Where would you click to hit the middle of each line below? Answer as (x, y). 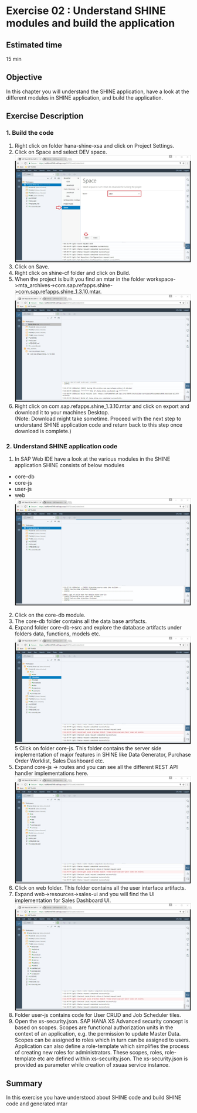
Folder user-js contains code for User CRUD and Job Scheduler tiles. (98, 1015)
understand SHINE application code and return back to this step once (98, 425)
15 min (14, 59)
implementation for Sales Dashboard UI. (63, 900)
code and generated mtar (37, 1104)
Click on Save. (32, 266)
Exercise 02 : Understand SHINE (86, 11)
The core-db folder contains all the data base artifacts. (81, 621)
